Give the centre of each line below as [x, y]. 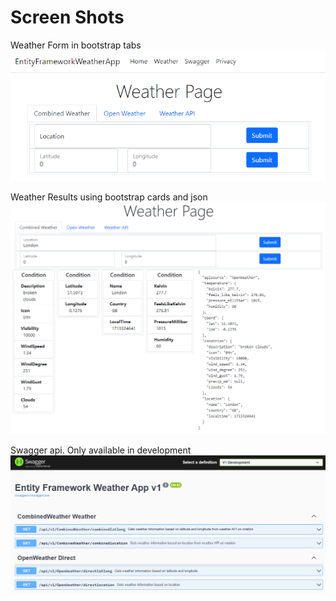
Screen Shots [67, 17]
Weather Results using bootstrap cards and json [109, 197]
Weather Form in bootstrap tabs [76, 45]
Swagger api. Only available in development [101, 450]
